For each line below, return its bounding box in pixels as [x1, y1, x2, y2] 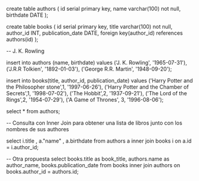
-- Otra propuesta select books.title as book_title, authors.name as [6, 155, 170, 162]
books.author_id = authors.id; [6, 168, 79, 175]
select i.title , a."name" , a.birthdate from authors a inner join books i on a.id [6, 137, 192, 144]
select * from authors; [6, 108, 60, 114]
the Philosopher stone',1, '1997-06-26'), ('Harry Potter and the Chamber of [6, 83, 189, 90]
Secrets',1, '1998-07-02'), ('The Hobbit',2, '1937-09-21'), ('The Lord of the [6, 90, 187, 96]
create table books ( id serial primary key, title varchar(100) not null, [6, 23, 173, 30]
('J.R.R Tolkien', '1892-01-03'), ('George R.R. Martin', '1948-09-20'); [6, 65, 172, 73]
